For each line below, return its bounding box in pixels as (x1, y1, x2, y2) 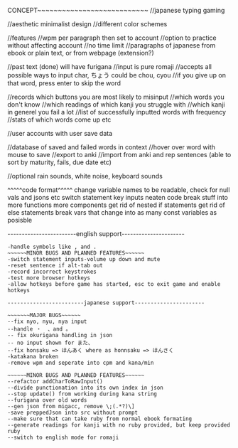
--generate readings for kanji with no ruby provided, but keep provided (7, 422, 231, 429)
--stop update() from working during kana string (7, 390, 158, 398)
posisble (7, 216, 33, 224)
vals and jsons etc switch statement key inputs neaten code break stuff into (7, 193, 229, 201)
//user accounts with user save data (7, 129, 113, 137)
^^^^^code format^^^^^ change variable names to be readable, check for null (7, 186, 230, 194)
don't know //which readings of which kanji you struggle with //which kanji (7, 100, 225, 109)
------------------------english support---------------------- (7, 230, 185, 238)
